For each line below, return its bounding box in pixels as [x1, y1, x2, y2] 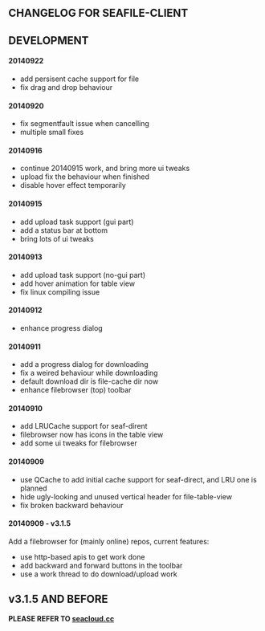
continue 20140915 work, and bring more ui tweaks [19, 164, 190, 173]
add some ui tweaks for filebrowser [19, 438, 138, 448]
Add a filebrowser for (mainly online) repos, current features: [8, 536, 210, 546]
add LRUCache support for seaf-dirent [19, 421, 148, 431]
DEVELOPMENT [8, 34, 89, 47]
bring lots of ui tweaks [19, 234, 94, 243]
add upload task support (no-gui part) [19, 270, 146, 279]
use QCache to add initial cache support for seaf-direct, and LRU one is [19, 474, 257, 484]
